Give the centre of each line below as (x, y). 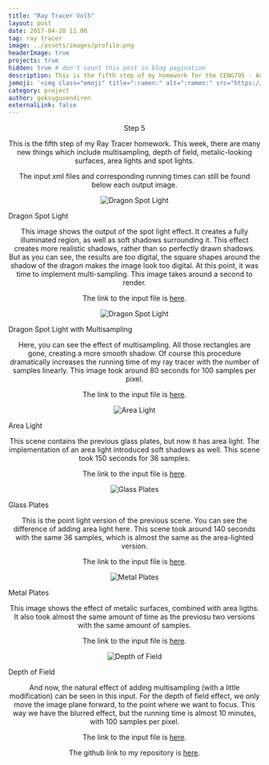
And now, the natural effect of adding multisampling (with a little (134, 688)
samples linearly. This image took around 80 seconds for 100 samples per (134, 371)
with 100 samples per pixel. (134, 722)
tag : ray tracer (35, 38)
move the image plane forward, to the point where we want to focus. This (134, 705)
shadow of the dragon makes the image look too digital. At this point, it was (134, 266)
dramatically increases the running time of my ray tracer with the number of (134, 362)
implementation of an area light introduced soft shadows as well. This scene (134, 450)
